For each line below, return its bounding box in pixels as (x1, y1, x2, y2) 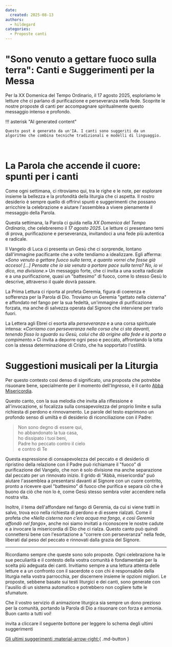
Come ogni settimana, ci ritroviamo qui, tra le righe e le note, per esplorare (5, 188, 162, 194)
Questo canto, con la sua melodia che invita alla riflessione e (5, 398, 133, 404)
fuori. (5, 310, 17, 316)
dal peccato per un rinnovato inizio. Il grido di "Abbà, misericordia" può (5, 472, 155, 478)
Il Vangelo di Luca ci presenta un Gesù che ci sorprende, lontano (5, 246, 142, 252)
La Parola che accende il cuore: (5, 160, 141, 172)
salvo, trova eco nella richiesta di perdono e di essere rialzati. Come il (5, 509, 152, 516)
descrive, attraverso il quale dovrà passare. (5, 278, 97, 285)
